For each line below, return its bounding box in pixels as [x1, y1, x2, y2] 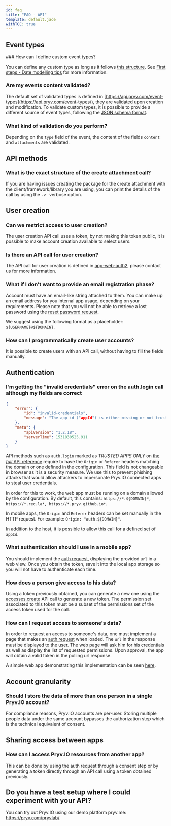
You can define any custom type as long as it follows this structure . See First [6, 64, 166, 70]
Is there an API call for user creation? [6, 251, 98, 258]
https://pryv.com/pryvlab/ [6, 815, 60, 821]
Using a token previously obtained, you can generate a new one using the [6, 590, 160, 596]
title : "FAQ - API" [6, 12, 47, 17]
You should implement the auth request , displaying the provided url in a [6, 555, 156, 562]
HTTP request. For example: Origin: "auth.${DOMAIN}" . [6, 516, 122, 522]
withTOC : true [6, 21, 36, 27]
